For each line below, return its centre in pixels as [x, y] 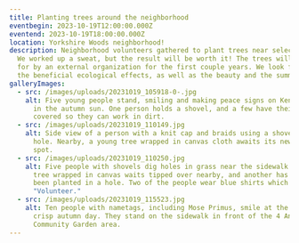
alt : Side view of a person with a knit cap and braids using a [147, 134]
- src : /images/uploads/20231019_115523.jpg [101, 200]
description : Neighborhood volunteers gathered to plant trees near [139, 51]
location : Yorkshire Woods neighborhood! [87, 42]
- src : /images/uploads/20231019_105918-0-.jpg [107, 92]
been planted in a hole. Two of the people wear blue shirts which [161, 183]
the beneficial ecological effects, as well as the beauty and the [145, 76]
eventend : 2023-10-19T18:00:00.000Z [77, 34]
